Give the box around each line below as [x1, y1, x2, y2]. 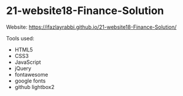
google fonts [14, 77, 46, 84]
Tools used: [6, 35, 34, 42]
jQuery [14, 64, 31, 71]
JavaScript [14, 59, 41, 66]
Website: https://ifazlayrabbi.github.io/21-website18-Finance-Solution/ [6, 23, 177, 30]
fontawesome [14, 71, 48, 78]
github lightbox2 [14, 83, 55, 90]
